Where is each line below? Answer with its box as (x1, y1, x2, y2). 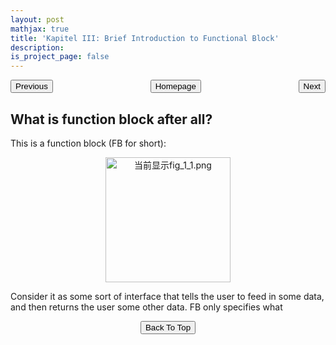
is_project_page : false (10, 52, 110, 62)
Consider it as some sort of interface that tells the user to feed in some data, (10, 290, 325, 302)
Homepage (154, 81, 197, 92)
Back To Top (144, 322, 192, 333)
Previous (15, 81, 48, 92)
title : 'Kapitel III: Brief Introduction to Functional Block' (10, 33, 280, 43)
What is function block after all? (10, 111, 213, 128)
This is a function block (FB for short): (10, 137, 167, 149)
